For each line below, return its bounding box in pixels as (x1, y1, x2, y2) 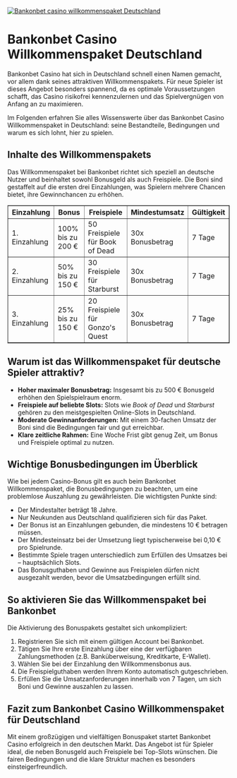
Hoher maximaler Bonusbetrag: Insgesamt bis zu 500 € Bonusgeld (17, 385, 215, 394)
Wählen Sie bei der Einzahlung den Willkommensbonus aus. (17, 660, 192, 669)
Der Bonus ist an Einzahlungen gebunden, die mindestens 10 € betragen (17, 521, 228, 529)
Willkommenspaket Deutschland (7, 47, 202, 63)
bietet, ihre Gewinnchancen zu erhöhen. (7, 190, 124, 198)
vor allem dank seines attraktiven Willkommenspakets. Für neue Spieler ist (7, 77, 224, 85)
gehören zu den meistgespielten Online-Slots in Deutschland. (17, 408, 196, 417)
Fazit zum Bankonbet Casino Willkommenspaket (7, 702, 224, 714)
